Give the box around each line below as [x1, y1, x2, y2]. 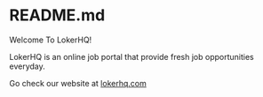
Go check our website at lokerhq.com [9, 78, 147, 88]
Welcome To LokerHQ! [9, 34, 92, 45]
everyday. [9, 61, 46, 71]
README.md [9, 5, 106, 26]
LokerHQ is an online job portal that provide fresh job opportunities [9, 51, 255, 62]
